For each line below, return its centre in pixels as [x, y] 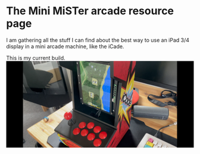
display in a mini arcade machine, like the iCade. [65, 46]
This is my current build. [36, 58]
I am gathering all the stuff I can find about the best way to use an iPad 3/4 [98, 40]
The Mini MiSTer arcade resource [90, 11]
